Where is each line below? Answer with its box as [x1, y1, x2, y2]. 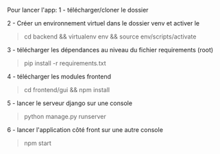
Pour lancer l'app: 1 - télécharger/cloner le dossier [7, 6, 149, 14]
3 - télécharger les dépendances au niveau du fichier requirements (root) [7, 46, 214, 54]
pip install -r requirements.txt [23, 59, 106, 67]
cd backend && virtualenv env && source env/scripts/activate [23, 32, 197, 41]
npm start [23, 139, 51, 147]
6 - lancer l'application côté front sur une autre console [7, 126, 163, 133]
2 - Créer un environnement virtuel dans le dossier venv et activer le [7, 19, 200, 27]
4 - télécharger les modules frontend [7, 72, 112, 80]
